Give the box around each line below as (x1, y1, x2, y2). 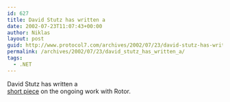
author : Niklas (7, 29, 51, 36)
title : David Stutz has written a (7, 16, 106, 23)
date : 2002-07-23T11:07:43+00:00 (7, 23, 103, 29)
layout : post (7, 36, 44, 42)
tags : (7, 55, 23, 62)
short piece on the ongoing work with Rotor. (7, 87, 131, 95)
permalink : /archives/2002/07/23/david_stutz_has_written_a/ (7, 49, 186, 55)
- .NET (13, 61, 32, 68)
